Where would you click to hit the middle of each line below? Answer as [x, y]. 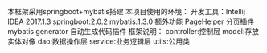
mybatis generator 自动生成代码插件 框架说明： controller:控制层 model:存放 [133, 31]
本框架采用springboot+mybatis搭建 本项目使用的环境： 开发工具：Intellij [127, 11]
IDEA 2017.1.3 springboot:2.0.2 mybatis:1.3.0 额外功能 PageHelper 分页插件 [131, 21]
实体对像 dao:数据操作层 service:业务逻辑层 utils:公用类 [99, 41]
